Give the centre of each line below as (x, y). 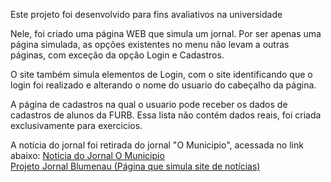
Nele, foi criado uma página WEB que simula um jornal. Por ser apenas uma (166, 33)
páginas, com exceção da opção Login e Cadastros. (117, 55)
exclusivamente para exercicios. (76, 125)
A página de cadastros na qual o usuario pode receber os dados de (149, 104)
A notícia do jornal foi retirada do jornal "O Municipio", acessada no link (157, 145)
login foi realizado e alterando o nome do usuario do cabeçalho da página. (163, 85)
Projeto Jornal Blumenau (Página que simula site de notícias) (135, 166)
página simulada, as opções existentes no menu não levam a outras (150, 44)
